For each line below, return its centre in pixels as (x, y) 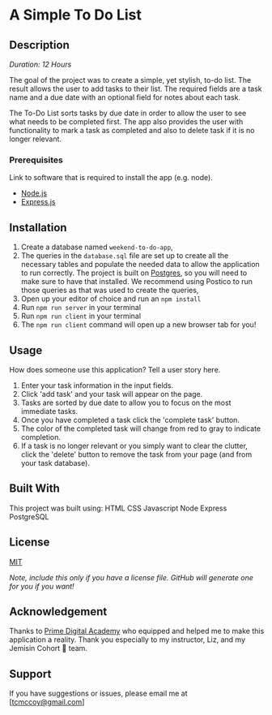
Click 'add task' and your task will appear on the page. (112, 394)
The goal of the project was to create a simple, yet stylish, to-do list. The (130, 80)
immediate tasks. (49, 411)
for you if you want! (42, 586)
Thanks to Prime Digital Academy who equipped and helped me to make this (137, 631)
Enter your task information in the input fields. (97, 385)
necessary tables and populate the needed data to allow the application (140, 265)
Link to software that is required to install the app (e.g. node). (111, 178)
